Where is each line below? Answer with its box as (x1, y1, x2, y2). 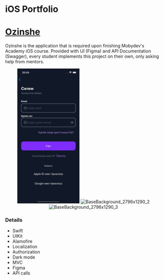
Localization (12, 244, 38, 250)
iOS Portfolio (5, 3, 59, 15)
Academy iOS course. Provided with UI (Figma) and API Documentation (5, 48, 152, 54)
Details (5, 217, 23, 224)
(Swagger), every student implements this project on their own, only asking (5, 53, 159, 59)
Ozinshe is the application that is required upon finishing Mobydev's (5, 43, 145, 49)
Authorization (12, 249, 41, 255)
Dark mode (12, 254, 36, 260)
